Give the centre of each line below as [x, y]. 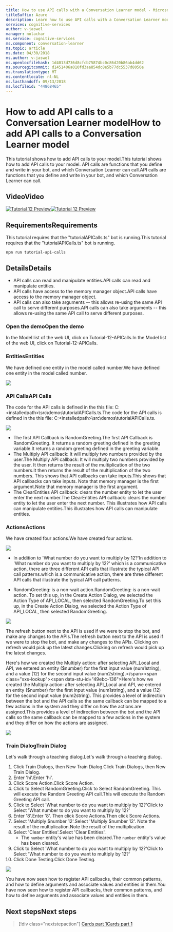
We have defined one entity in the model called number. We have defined [83, 367]
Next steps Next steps [41, 911]
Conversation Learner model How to [83, 122]
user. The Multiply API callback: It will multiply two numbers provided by [89, 459]
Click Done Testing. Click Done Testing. [54, 860]
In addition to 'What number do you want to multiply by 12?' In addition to [90, 558]
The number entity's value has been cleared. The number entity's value [93, 838]
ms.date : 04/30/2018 [28, 53]
